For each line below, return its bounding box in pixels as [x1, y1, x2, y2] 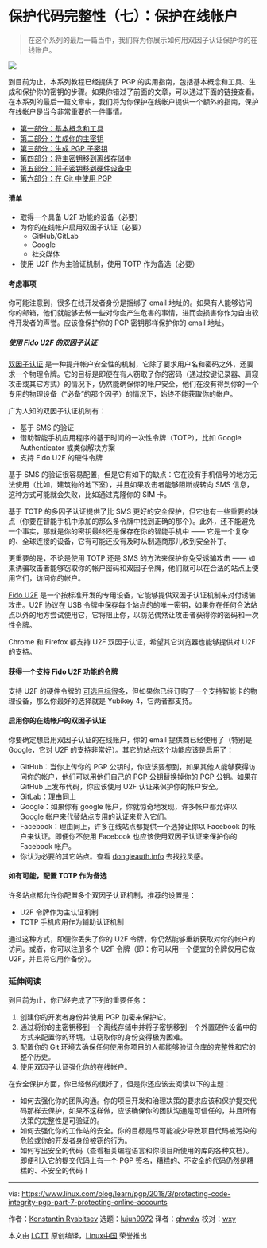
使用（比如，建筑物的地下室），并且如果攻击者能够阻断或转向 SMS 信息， [14, 479, 254, 490]
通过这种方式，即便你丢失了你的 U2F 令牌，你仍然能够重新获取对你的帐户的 [8, 933, 256, 944]
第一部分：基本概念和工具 [19, 123, 104, 133]
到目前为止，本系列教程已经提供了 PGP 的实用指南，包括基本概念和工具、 [8, 76, 250, 86]
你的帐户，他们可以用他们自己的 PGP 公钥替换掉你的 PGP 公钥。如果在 [26, 772, 258, 781]
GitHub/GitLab [31, 232, 79, 241]
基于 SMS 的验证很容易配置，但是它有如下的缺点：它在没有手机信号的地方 [8, 470, 250, 479]
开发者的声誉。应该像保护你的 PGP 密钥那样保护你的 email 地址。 [14, 318, 229, 327]
